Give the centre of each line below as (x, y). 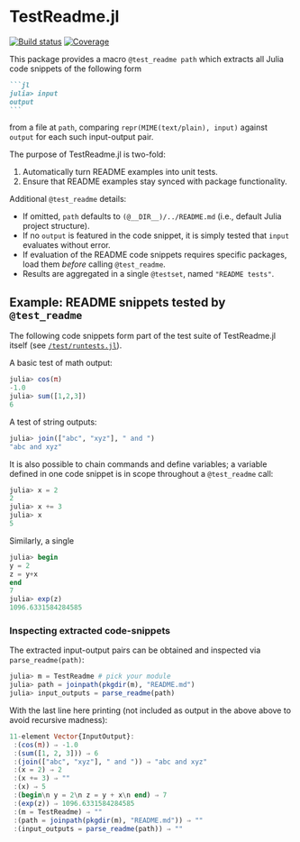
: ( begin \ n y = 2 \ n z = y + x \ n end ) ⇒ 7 (90, 795)
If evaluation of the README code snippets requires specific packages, (155, 255)
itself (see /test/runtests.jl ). (66, 345)
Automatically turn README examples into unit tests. (120, 172)
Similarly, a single (42, 540)
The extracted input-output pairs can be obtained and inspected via (135, 650)
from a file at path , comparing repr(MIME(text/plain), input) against (138, 127)
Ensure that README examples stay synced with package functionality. (155, 181)
